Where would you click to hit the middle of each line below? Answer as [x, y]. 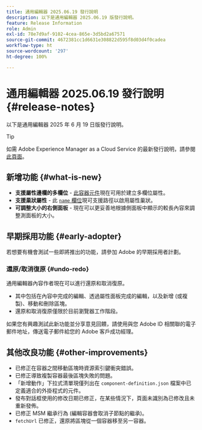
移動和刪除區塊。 [49, 304]
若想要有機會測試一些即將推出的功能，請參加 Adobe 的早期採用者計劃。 [95, 252]
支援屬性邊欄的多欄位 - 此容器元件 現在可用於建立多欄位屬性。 [92, 193]
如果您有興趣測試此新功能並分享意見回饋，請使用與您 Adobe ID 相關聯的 [96, 324]
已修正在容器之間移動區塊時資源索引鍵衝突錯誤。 [76, 368]
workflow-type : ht [29, 46]
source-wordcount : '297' [37, 51]
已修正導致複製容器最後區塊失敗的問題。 [65, 376]
